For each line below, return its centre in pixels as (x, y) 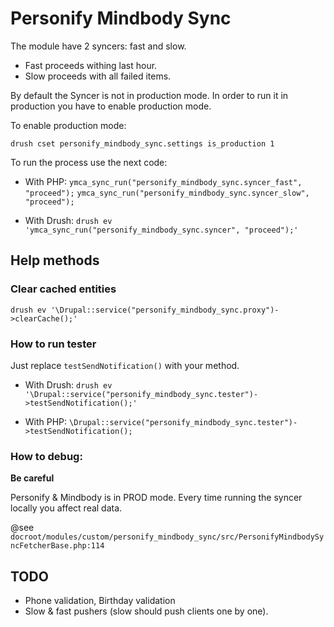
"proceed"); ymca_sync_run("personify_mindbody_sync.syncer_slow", (167, 193)
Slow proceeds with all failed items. (98, 76)
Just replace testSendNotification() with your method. (125, 365)
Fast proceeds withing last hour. (91, 65)
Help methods (55, 260)
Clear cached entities (63, 289)
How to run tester (53, 344)
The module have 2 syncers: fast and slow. (98, 46)
